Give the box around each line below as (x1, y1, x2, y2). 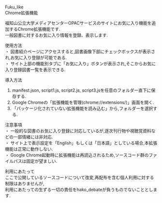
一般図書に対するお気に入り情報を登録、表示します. (5, 32, 108, 38)
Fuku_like (5, 4, 24, 10)
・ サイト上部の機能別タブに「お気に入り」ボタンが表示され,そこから (5, 61, 143, 66)
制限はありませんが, (5, 181, 44, 186)
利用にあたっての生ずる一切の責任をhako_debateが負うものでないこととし (5, 187, 153, 192)
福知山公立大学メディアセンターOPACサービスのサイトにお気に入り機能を (5, 20, 152, 26)
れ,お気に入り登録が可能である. (5, 55, 67, 60)
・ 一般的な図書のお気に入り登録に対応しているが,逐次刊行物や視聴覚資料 (5, 128, 151, 134)
